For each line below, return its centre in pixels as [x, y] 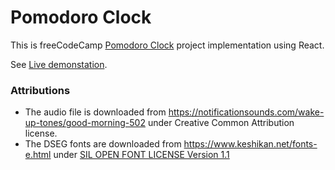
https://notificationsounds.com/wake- [246, 112]
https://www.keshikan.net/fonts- [250, 144]
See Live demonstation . [59, 64]
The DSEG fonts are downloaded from [103, 144]
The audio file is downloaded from [95, 112]
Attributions [40, 90]
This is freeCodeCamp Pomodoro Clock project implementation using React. [167, 45]
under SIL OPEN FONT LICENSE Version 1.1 [141, 155]
